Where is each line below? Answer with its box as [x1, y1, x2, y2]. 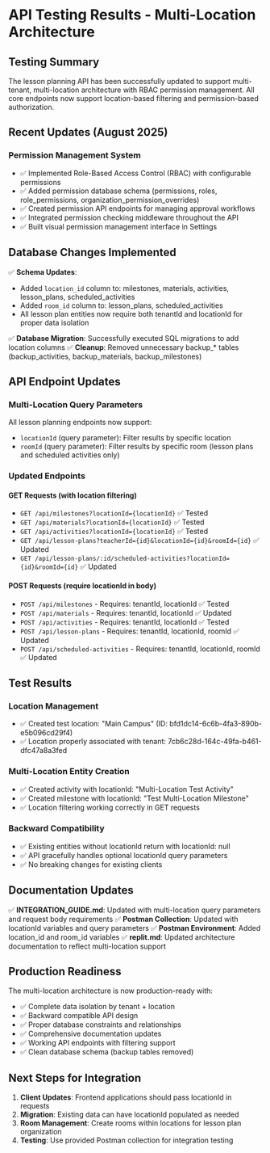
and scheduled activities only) [19, 450, 120, 460]
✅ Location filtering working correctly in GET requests [19, 802, 200, 812]
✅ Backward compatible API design [19, 1011, 139, 1020]
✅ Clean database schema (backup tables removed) [19, 1047, 194, 1057]
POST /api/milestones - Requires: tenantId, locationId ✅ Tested [19, 599, 230, 608]
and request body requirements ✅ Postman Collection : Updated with [8, 914, 239, 924]
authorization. [8, 103, 55, 112]
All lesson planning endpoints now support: [8, 418, 152, 427]
